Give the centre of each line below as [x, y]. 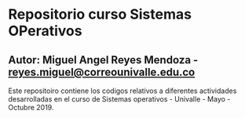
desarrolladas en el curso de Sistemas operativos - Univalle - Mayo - [119, 99]
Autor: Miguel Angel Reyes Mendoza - [103, 60]
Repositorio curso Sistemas [100, 14]
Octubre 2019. [31, 107]
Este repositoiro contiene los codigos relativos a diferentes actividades [122, 91]
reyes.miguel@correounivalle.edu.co [102, 72]
